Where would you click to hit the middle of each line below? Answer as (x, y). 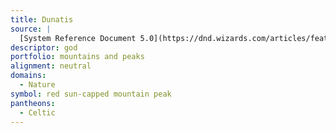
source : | (31, 29)
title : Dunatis (42, 19)
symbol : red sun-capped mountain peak (91, 94)
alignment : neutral (51, 66)
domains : (28, 76)
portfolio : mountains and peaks (77, 57)
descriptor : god (44, 47)
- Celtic (37, 112)
